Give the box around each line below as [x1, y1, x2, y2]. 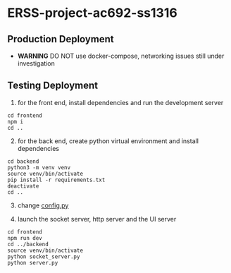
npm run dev [7, 234, 42, 241]
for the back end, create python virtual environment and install [17, 136, 199, 145]
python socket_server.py [7, 253, 80, 260]
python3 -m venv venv [7, 164, 71, 171]
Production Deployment [7, 33, 114, 45]
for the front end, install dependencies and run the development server [17, 98, 224, 107]
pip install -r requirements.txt [7, 176, 106, 183]
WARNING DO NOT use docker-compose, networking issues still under [17, 51, 225, 60]
